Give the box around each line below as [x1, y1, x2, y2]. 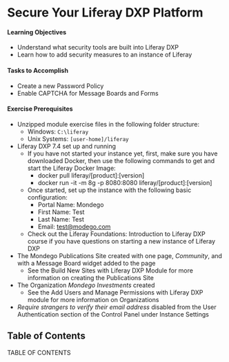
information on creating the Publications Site [27, 273, 154, 281]
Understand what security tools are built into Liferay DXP [17, 43, 179, 52]
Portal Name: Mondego [37, 200, 104, 209]
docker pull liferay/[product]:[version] [37, 171, 145, 180]
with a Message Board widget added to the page [17, 259, 156, 267]
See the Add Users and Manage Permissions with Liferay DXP [27, 288, 203, 297]
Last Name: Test [37, 215, 84, 223]
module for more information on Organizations [27, 295, 159, 304]
